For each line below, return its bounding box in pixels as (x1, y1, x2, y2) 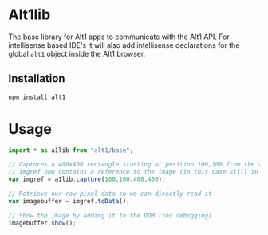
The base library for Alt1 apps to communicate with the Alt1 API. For (8, 32, 230, 41)
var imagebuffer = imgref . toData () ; (8, 197, 130, 205)
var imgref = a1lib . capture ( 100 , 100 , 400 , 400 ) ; (8, 175, 166, 184)
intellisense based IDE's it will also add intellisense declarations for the (8, 40, 240, 49)
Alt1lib (8, 6, 51, 24)
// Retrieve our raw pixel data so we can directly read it (8, 190, 213, 198)
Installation (8, 72, 65, 85)
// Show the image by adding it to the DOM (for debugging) (8, 211, 213, 220)
